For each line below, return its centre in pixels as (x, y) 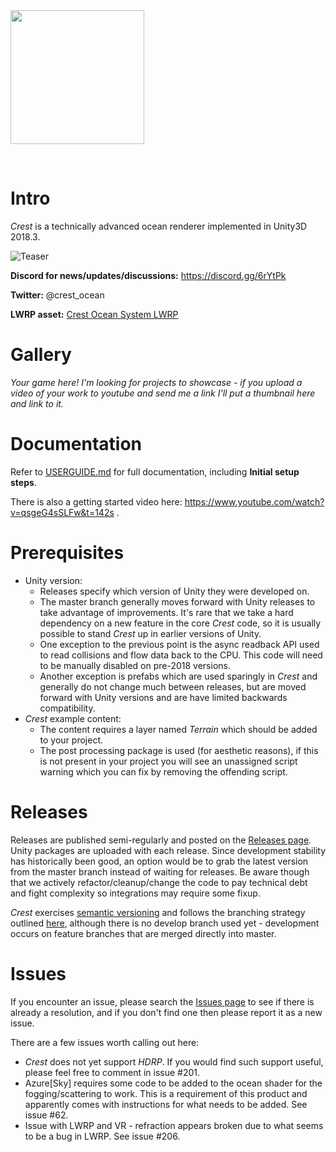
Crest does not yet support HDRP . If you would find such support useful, (174, 1061)
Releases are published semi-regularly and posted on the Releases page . (161, 840)
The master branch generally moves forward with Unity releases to (177, 601)
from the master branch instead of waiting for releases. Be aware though (160, 871)
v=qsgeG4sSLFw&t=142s (62, 512)
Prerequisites (67, 553)
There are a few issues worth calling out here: (105, 1042)
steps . (23, 482)
